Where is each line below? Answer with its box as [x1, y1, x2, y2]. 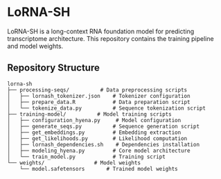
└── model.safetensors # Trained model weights [19, 165, 178, 172]
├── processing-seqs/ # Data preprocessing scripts [7, 86, 188, 94]
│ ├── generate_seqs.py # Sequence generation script [7, 123, 200, 130]
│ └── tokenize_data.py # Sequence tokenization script [7, 105, 206, 112]
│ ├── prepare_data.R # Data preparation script [7, 99, 191, 105]
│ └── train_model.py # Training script [7, 153, 166, 160]
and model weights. [7, 42, 64, 50]
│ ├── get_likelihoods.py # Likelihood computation [7, 135, 188, 142]
